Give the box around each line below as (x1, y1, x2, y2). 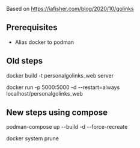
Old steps (6, 56, 43, 66)
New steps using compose (6, 108, 108, 118)
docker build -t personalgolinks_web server (6, 72, 114, 79)
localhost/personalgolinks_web (6, 90, 83, 97)
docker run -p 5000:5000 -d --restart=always (6, 84, 120, 91)
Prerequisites (6, 22, 58, 32)
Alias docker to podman (14, 39, 74, 46)
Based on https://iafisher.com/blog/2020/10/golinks (6, 5, 134, 12)
